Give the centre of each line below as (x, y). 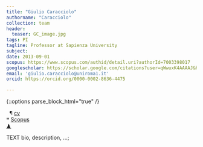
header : (16, 29)
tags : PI (17, 40)
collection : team (28, 23)
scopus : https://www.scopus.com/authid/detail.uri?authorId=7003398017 (98, 62)
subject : (17, 51)
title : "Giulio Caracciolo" (42, 12)
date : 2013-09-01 (28, 57)
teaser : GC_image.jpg (39, 34)
